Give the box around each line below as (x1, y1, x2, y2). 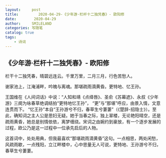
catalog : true (5, 30, 35, 35)
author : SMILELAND (5, 21, 52, 26)
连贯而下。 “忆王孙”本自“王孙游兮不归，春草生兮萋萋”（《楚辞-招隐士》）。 (5, 106, 153, 112)
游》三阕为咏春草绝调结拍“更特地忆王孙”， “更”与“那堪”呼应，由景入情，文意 (5, 100, 161, 106)
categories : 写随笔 (5, 26, 43, 31)
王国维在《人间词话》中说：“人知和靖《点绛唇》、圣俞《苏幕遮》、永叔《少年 (5, 94, 159, 100)
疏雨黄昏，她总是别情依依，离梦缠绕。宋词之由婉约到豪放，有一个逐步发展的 (5, 118, 161, 124)
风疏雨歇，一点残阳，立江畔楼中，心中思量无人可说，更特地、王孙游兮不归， (5, 141, 161, 147)
